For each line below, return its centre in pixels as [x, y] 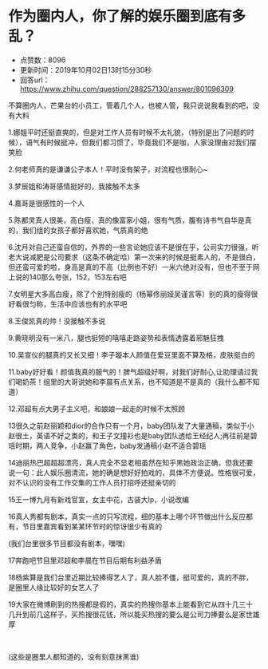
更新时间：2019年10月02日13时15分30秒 [86, 69]
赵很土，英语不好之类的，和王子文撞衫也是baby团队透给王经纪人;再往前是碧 [133, 435]
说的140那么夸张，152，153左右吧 [71, 277]
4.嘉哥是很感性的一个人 [47, 203]
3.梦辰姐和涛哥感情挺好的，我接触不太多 [75, 186]
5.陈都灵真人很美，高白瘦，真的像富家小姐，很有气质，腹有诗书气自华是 [126, 220]
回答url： [35, 80]
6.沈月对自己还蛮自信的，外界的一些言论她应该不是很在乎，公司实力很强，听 [134, 247]
